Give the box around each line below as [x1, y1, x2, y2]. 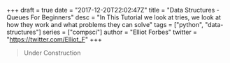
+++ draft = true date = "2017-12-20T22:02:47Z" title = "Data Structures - [6, 6, 220, 14]
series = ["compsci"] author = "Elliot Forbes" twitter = [42, 28, 197, 36]
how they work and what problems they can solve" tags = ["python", [6, 21, 204, 28]
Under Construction [23, 48, 81, 57]
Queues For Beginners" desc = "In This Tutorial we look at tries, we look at [6, 13, 222, 21]
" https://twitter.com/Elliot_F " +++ [6, 35, 102, 44]
